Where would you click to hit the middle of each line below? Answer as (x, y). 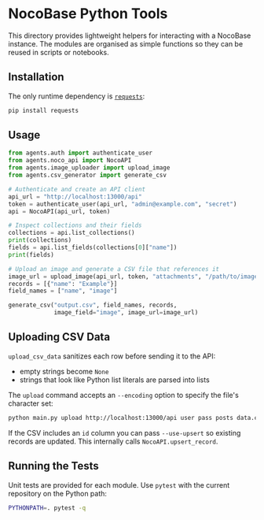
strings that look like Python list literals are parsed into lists (114, 380)
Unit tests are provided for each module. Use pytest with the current (119, 485)
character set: (31, 403)
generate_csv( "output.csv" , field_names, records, (93, 305)
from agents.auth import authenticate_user (81, 153)
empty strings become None (64, 371)
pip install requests (44, 110)
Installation (36, 77)
